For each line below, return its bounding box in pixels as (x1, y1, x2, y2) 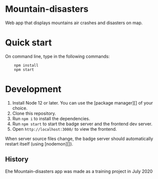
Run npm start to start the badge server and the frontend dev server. (12, 121, 153, 127)
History (5, 155, 29, 164)
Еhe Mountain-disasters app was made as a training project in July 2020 (5, 168, 153, 174)
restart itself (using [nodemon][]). (5, 141, 73, 146)
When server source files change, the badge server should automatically (5, 136, 154, 142)
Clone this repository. (12, 110, 56, 116)
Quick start (5, 37, 52, 48)
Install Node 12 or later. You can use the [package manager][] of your (12, 100, 153, 106)
